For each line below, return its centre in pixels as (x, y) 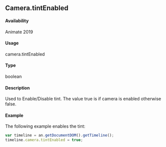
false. (11, 104)
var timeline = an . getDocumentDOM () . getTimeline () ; (59, 136)
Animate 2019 (19, 32)
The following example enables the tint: (45, 126)
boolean (14, 76)
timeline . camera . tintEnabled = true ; (44, 140)
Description (18, 88)
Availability (17, 21)
